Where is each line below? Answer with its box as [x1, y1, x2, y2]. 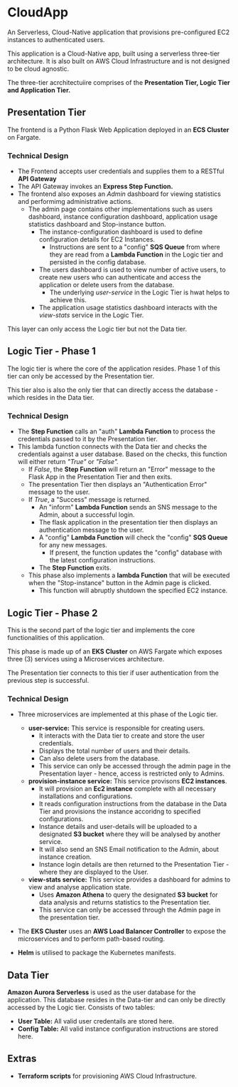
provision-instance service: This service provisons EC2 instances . [28, 777, 227, 785]
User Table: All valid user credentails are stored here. [17, 1017, 175, 1026]
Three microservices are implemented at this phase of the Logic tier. [17, 710, 218, 718]
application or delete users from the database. [38, 281, 175, 289]
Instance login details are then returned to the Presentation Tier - [38, 860, 229, 869]
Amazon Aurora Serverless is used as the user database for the [7, 988, 196, 996]
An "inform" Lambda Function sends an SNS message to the [38, 503, 218, 512]
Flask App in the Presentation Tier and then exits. [28, 473, 173, 481]
